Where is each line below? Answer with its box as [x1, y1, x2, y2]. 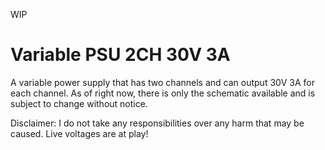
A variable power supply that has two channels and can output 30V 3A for [10, 76, 316, 88]
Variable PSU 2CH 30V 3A [10, 44, 231, 66]
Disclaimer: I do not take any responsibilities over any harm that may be [10, 117, 305, 129]
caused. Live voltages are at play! [10, 127, 149, 139]
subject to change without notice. [10, 97, 148, 109]
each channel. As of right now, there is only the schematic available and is [10, 87, 316, 99]
